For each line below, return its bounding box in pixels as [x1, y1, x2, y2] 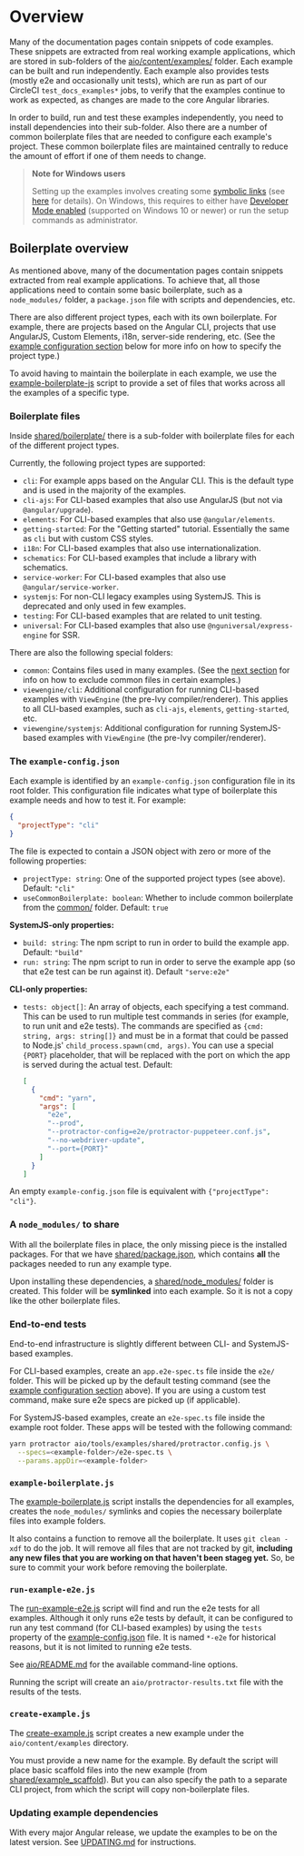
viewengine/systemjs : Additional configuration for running [22, 723, 239, 734]
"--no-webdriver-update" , [46, 1136, 145, 1145]
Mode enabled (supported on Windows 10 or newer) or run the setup [31, 204, 289, 215]
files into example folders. [9, 1515, 106, 1526]
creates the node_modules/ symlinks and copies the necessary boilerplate [9, 1506, 283, 1516]
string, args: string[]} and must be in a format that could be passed [22, 1030, 289, 1041]
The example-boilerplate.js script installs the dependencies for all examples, [9, 1496, 295, 1506]
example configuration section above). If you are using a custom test [9, 1385, 266, 1396]
